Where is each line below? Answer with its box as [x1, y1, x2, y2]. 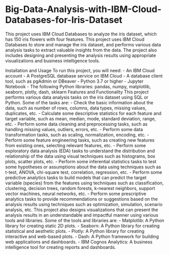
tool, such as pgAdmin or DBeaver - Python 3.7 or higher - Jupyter [5, 78, 144, 84]
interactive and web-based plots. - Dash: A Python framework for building [5, 233, 159, 239]
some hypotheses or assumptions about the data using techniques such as [5, 164, 161, 170]
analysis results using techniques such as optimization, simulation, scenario [5, 201, 163, 207]
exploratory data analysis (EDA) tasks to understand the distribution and [5, 148, 155, 154]
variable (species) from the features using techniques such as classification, [5, 180, 164, 186]
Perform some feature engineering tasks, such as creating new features [5, 137, 155, 143]
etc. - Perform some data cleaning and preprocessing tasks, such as [5, 121, 148, 127]
